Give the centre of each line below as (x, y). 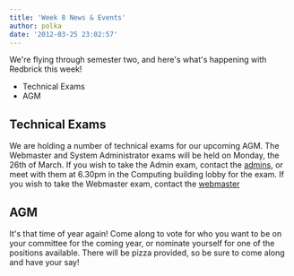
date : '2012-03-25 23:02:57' (64, 34)
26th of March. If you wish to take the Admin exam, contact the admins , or (147, 165)
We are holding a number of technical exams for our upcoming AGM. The (144, 146)
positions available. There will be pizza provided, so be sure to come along (147, 253)
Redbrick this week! (46, 69)
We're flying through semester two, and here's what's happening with (138, 60)
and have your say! (44, 262)
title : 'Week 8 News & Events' (68, 17)
